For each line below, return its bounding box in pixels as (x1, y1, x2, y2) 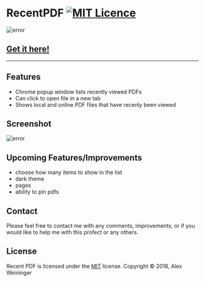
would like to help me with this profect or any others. (6, 229, 138, 236)
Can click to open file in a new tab (15, 95, 101, 102)
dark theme (15, 175, 45, 183)
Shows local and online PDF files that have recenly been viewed (15, 101, 176, 108)
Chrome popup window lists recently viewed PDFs (15, 88, 142, 95)
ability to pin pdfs (15, 188, 59, 195)
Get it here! (6, 44, 50, 54)
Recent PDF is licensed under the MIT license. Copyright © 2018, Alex (6, 262, 182, 270)
